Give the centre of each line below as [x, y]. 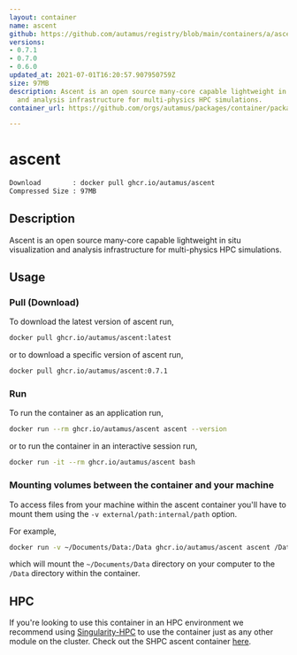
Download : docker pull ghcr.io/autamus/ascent [112, 183]
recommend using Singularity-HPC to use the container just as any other [141, 632]
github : [23, 34]
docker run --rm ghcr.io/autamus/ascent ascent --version [118, 429]
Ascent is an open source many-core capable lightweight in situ [125, 240]
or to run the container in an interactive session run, [103, 446]
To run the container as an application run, [86, 413]
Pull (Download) [44, 303]
